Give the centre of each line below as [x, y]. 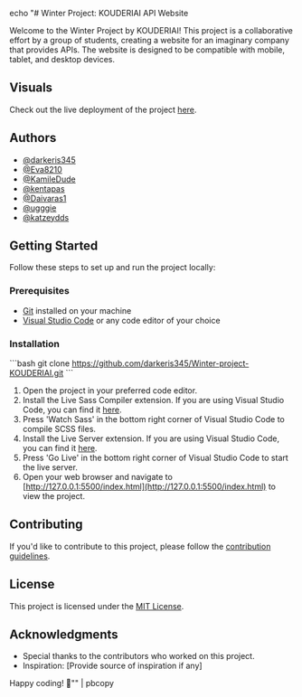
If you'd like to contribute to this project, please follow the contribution [140, 546]
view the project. [54, 496]
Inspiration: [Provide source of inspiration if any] [112, 666]
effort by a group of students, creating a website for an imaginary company [149, 40]
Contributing [46, 525]
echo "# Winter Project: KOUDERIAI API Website [99, 13]
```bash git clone [40, 363]
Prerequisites [39, 291]
